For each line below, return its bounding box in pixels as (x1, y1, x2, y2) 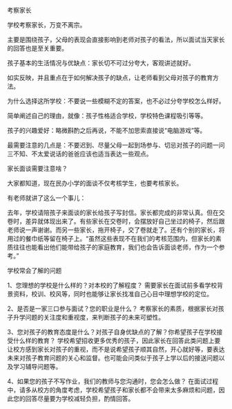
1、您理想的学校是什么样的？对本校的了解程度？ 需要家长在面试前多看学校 (7, 281, 217, 289)
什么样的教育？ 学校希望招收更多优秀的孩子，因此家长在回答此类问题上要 (12, 336, 221, 345)
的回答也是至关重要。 (7, 44, 68, 52)
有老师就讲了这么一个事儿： (7, 194, 86, 202)
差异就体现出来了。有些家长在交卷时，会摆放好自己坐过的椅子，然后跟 (25, 217, 225, 225)
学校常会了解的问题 (7, 266, 62, 275)
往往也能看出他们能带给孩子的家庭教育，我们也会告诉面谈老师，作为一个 (12, 243, 219, 251)
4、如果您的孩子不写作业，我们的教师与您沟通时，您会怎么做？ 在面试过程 (7, 377, 219, 385)
